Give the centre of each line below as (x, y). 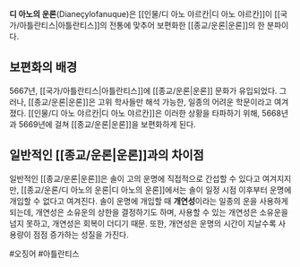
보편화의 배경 (43, 68)
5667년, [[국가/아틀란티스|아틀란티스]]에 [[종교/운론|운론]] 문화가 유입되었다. (143, 90)
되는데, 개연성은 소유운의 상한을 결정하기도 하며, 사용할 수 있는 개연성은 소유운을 (149, 212)
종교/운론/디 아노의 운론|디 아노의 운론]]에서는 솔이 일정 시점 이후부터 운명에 (159, 189)
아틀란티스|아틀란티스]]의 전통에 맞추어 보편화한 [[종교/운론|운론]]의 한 (142, 25)
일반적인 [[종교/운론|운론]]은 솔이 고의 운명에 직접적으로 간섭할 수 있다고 (135, 178)
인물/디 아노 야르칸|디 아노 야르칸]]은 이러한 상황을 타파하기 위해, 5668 (158, 113)
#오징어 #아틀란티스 (44, 254)
